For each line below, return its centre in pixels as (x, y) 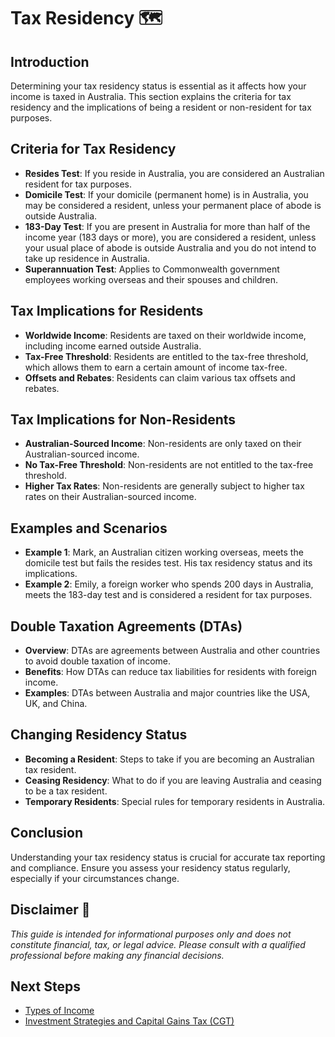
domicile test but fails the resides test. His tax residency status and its (168, 563)
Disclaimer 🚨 (50, 910)
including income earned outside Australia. (113, 346)
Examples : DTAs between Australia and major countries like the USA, (167, 693)
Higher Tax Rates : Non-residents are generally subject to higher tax (164, 486)
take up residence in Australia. (87, 258)
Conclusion (47, 833)
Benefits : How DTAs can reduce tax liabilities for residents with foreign (170, 672)
